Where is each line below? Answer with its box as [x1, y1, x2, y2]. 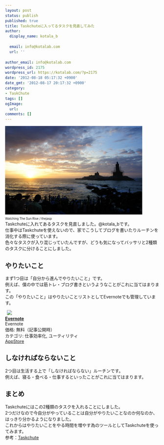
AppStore [5, 338, 24, 344]
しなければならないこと [5, 354, 76, 362]
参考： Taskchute [5, 434, 39, 440]
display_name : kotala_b [9, 34, 58, 39]
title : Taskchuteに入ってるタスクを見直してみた [5, 24, 94, 29]
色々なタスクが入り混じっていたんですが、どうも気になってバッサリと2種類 [5, 239, 158, 245]
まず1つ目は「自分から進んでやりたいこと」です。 [5, 275, 105, 281]
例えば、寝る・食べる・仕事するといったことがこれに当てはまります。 [5, 374, 146, 380]
